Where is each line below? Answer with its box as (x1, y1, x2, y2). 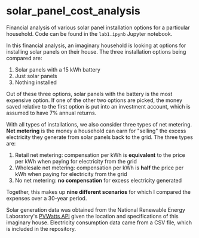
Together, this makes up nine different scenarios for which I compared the (6, 188, 191, 195)
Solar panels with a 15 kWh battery (14, 66, 100, 73)
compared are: (6, 54, 43, 61)
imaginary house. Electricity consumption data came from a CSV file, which (6, 219, 192, 226)
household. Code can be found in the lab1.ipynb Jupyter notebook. (6, 30, 173, 37)
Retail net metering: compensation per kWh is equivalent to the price (14, 151, 185, 159)
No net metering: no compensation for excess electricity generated (14, 177, 182, 184)
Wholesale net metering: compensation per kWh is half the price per (14, 164, 184, 171)
